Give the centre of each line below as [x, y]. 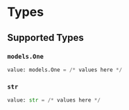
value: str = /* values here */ [54, 100]
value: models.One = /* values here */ [65, 70]
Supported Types [46, 38]
